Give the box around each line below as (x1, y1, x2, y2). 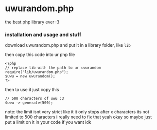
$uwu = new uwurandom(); (5, 74, 55, 79)
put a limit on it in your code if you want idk (5, 119, 91, 125)
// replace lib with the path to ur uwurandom (5, 65, 101, 71)
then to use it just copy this (5, 87, 59, 93)
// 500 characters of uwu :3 (5, 96, 64, 101)
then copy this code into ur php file (5, 52, 75, 57)
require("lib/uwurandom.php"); (5, 70, 69, 74)
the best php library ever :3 (5, 19, 60, 25)
